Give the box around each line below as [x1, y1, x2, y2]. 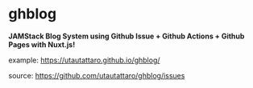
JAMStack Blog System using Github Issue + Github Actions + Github [8, 31, 245, 41]
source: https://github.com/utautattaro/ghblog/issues [8, 70, 185, 80]
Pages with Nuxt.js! [8, 39, 76, 49]
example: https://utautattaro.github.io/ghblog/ [8, 55, 160, 65]
